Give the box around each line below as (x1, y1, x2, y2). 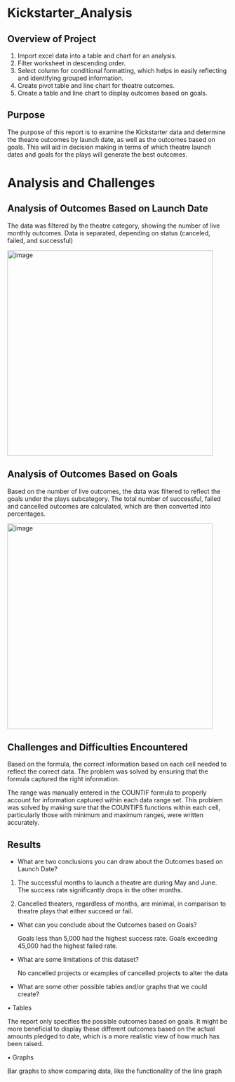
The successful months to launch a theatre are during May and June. (17, 878, 217, 887)
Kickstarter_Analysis (7, 5, 133, 21)
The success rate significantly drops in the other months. (17, 886, 183, 894)
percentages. (7, 509, 46, 518)
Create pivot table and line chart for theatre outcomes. (17, 82, 175, 89)
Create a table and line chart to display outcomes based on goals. (17, 89, 208, 97)
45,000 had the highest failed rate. (17, 941, 118, 950)
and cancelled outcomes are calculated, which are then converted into (7, 502, 211, 510)
